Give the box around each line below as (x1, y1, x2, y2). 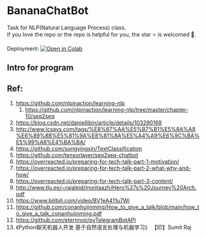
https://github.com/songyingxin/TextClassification (15, 145, 142, 153)
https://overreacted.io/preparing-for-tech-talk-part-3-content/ (15, 178, 174, 185)
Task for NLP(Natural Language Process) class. (7, 24, 127, 31)
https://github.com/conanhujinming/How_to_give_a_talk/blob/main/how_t (15, 203, 199, 211)
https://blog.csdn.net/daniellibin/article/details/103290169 (15, 119, 162, 126)
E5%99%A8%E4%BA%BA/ (15, 139, 86, 146)
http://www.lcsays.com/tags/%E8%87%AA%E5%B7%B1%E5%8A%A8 (15, 126, 196, 133)
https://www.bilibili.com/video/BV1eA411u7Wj (15, 197, 130, 205)
